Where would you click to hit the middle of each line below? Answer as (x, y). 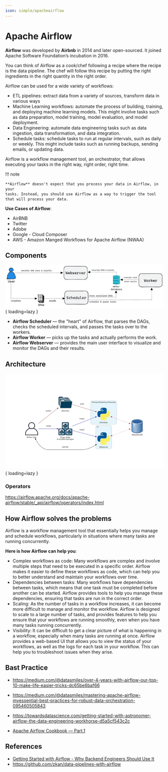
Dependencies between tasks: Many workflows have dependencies (83, 582)
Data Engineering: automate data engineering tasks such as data (79, 128)
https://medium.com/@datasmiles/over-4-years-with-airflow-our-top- (85, 680)
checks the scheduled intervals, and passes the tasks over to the (80, 327)
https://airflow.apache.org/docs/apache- (48, 497)
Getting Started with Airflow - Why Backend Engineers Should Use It (83, 758)
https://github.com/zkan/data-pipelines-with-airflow (67, 764)
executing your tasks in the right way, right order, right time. (67, 164)
